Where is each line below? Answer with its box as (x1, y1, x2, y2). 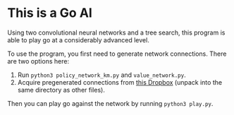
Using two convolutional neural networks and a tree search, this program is (7, 28, 226, 37)
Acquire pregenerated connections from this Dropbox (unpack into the (17, 78, 223, 86)
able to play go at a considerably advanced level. (7, 35, 149, 44)
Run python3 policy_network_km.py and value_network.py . (17, 71, 186, 79)
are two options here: (7, 56, 69, 65)
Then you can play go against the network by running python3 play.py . (7, 99, 214, 107)
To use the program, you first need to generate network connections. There (7, 49, 227, 58)
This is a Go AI (7, 5, 93, 21)
